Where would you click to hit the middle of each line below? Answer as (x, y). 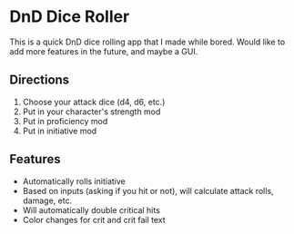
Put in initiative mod (60, 131)
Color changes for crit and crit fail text (94, 219)
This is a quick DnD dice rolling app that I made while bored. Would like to (147, 42)
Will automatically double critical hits (91, 210)
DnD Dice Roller (70, 17)
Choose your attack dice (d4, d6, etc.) (94, 102)
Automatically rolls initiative (74, 181)
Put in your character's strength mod (91, 112)
